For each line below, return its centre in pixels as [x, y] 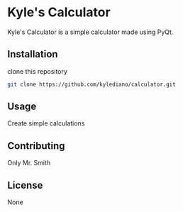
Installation [33, 54]
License [25, 185]
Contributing [36, 146]
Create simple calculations [46, 123]
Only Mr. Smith [29, 163]
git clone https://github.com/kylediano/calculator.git [91, 84]
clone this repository [37, 71]
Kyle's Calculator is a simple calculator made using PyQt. [90, 32]
